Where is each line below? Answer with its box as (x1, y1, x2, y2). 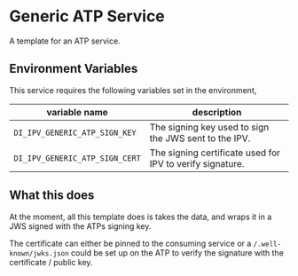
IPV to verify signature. (149, 157, 245, 170)
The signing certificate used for (149, 146, 281, 159)
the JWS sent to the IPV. (149, 131, 251, 144)
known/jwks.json (9, 248, 69, 258)
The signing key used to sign (149, 121, 270, 133)
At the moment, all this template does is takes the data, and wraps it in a (9, 211, 272, 222)
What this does (9, 188, 95, 203)
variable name (46, 106, 108, 118)
